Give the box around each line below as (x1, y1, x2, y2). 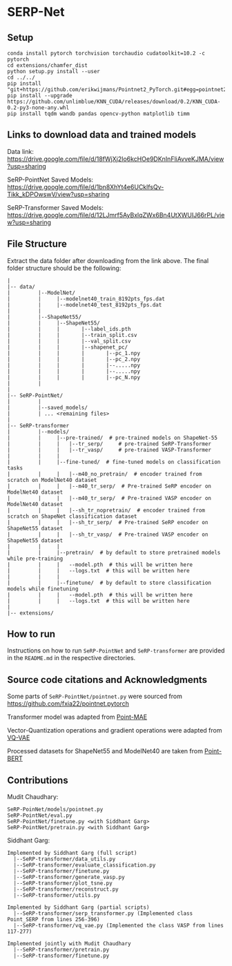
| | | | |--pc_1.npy (7, 349, 140, 356)
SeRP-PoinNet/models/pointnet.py (7, 806, 104, 813)
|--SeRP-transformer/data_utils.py (13, 856, 116, 863)
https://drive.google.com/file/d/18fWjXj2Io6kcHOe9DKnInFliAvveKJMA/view (7, 155, 224, 163)
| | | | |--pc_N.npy (7, 374, 140, 380)
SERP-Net (7, 4, 65, 20)
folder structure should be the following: (7, 264, 122, 272)
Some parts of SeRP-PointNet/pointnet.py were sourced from (7, 692, 183, 701)
